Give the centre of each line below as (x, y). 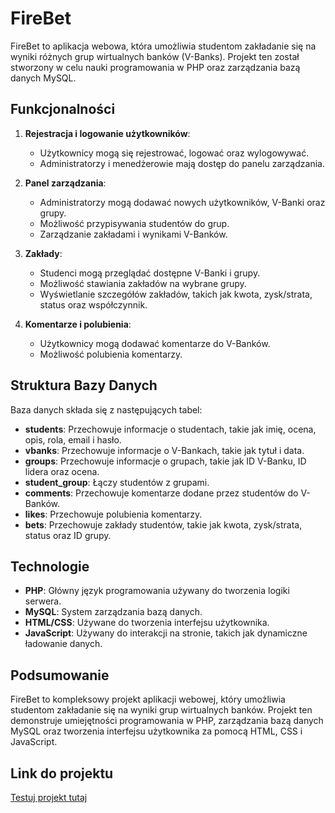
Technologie (50, 566)
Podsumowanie (60, 675)
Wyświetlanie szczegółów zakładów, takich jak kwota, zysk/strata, (176, 294)
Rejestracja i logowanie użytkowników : (107, 133)
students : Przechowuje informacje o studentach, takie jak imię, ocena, (170, 429)
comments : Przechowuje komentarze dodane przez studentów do (161, 493)
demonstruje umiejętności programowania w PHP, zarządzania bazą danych (167, 721)
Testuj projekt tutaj (49, 797)
